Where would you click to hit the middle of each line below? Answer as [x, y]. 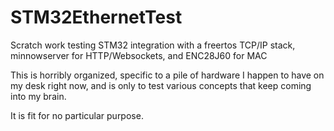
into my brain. [38, 96]
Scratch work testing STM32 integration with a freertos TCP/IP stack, [153, 45]
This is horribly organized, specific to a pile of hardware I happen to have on [167, 75]
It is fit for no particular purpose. [77, 115]
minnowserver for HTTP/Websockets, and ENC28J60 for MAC [139, 55]
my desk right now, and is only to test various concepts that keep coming [161, 85]
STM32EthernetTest [96, 17]
